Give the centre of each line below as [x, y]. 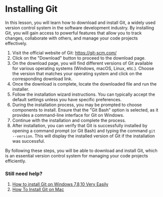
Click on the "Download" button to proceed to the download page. [79, 58]
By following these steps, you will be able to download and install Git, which [81, 151]
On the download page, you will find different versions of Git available [82, 63]
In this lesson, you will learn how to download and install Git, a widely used [80, 22]
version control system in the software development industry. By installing [80, 27]
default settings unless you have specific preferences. [67, 99]
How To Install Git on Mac [38, 190]
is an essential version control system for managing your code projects [77, 155]
